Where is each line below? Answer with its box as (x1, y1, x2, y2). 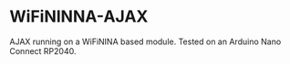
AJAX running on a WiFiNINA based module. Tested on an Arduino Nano (9, 36, 282, 47)
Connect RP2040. (9, 45, 77, 56)
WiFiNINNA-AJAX (9, 6, 149, 27)
